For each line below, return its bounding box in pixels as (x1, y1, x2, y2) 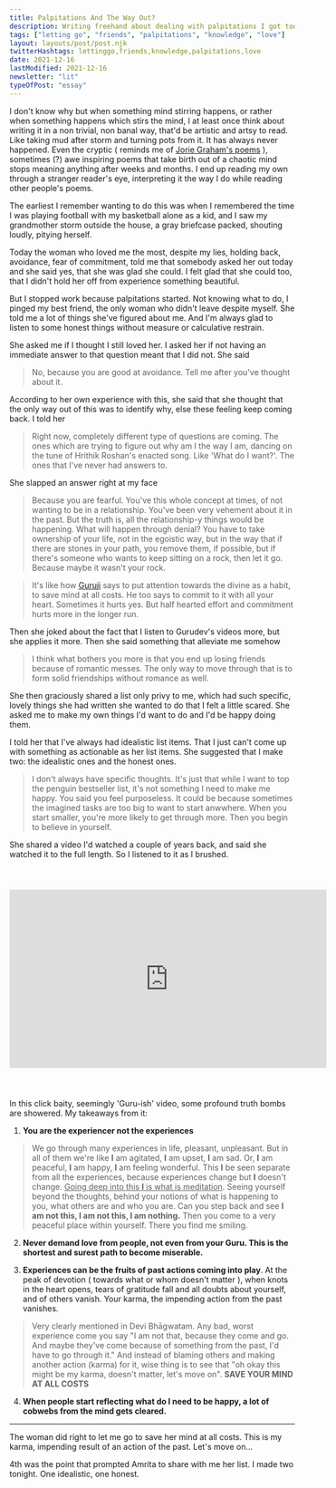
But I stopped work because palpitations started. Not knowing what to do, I (9, 293, 289, 304)
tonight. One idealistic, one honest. (9, 1468, 140, 1479)
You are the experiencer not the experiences (22, 1125, 194, 1135)
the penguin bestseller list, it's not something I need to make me (31, 783, 271, 794)
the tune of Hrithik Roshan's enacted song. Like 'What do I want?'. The (31, 449, 294, 460)
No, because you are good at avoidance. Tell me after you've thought (31, 366, 291, 377)
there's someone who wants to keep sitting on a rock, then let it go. (31, 552, 283, 563)
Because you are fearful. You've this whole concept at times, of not (31, 495, 283, 506)
